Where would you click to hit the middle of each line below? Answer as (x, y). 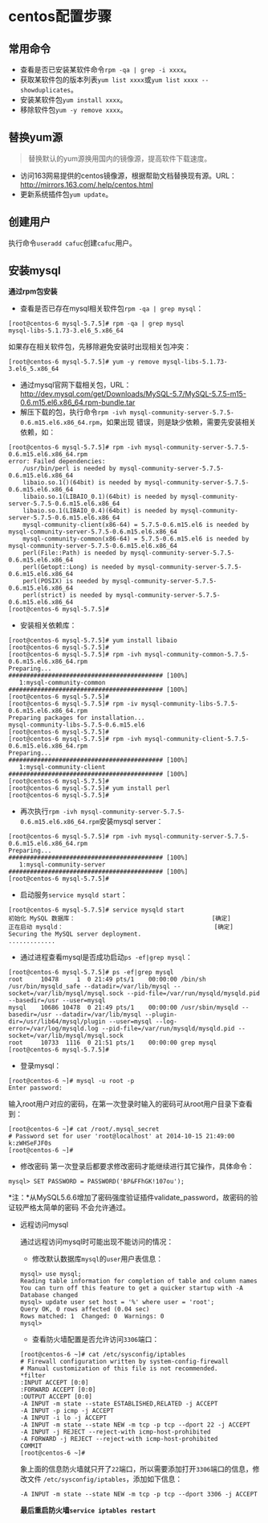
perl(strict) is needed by (68, 595)
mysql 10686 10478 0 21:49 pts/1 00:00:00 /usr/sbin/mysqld (124, 1008)
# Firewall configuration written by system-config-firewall (124, 1362)
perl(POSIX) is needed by (66, 581)
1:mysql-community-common (62, 683)
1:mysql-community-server (62, 865)
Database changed (49, 1295)
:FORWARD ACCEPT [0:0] (58, 1390)
